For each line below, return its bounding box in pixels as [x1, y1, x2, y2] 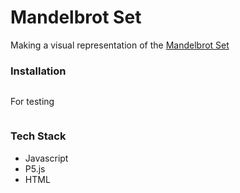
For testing [10, 96, 55, 108]
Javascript [24, 152, 69, 164]
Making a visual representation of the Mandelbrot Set [10, 39, 230, 51]
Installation [10, 64, 67, 78]
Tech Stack [10, 129, 67, 143]
